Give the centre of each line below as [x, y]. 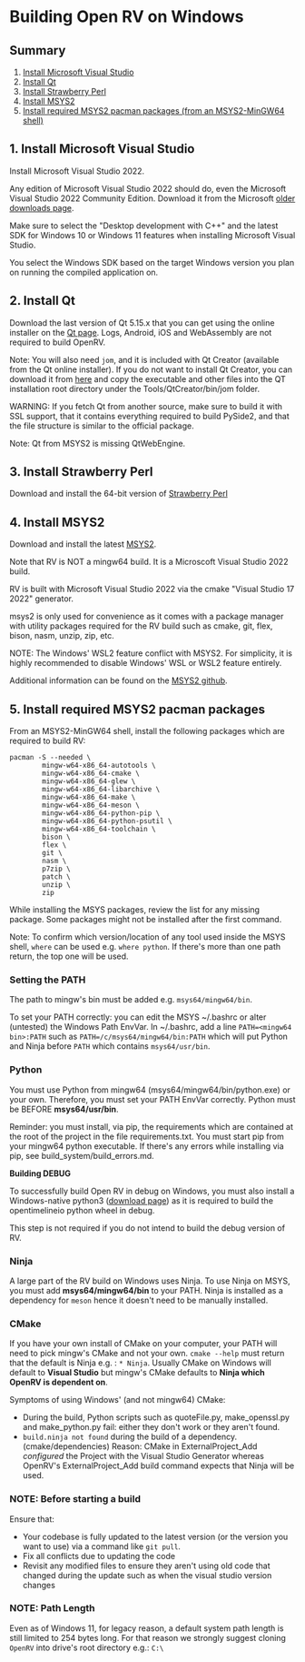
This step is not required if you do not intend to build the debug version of [148, 1228]
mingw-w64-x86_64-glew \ [89, 781]
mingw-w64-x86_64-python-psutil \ [107, 821]
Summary [38, 50]
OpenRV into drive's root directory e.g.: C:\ [87, 1647]
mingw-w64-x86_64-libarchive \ [101, 790]
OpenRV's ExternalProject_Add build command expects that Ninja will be [158, 1466]
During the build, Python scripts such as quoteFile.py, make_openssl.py [156, 1417]
